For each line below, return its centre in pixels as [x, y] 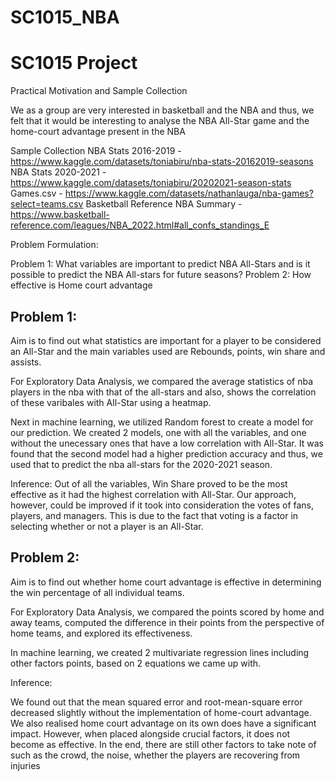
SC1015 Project [74, 63]
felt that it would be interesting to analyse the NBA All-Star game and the [160, 121]
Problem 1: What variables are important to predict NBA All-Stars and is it [160, 264]
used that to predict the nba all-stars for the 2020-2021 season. [141, 464]
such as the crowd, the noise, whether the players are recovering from [155, 755]
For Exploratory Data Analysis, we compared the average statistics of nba [162, 381]
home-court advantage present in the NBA [98, 132]
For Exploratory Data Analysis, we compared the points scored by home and [167, 612]
